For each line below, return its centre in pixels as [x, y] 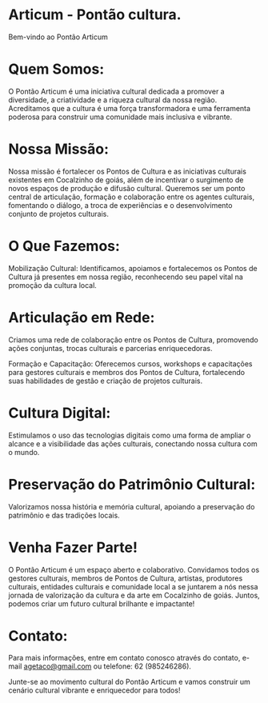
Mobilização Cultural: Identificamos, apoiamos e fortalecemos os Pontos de [133, 268]
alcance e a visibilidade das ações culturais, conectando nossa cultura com [133, 443]
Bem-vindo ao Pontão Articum [58, 37]
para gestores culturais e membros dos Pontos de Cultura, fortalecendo [127, 372]
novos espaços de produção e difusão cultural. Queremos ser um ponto [127, 188]
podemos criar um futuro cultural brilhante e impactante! [102, 603]
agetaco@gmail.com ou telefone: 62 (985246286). [108, 666]
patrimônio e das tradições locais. [64, 515]
